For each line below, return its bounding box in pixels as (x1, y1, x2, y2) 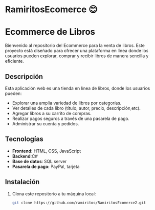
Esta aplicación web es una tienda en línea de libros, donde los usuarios (5, 85, 150, 91)
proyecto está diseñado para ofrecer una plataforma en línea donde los (5, 48, 149, 54)
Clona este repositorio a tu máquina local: (12, 190, 96, 197)
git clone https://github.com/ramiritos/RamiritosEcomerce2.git (12, 200, 146, 205)
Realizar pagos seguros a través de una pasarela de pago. (12, 116, 130, 121)
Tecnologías (5, 135, 44, 143)
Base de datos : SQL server (12, 158, 67, 164)
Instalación (5, 178, 40, 186)
